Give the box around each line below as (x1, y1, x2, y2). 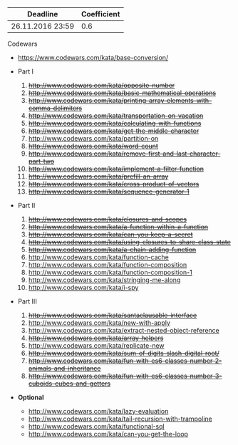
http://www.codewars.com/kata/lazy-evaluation (28, 407, 169, 415)
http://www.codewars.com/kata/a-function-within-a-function (28, 223, 209, 231)
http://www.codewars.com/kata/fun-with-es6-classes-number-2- (28, 356, 222, 365)
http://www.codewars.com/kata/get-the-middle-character (28, 126, 200, 135)
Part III (17, 297, 37, 306)
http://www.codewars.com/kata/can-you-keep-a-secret (28, 230, 193, 239)
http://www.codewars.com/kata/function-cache (28, 253, 170, 261)
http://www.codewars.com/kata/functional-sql (28, 422, 165, 431)
